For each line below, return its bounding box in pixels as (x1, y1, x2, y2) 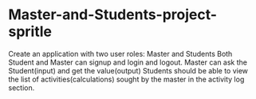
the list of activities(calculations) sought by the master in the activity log (8, 74, 245, 84)
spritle (8, 22, 53, 41)
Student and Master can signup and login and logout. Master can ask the (8, 57, 248, 67)
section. (8, 82, 35, 93)
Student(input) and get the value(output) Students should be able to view (8, 65, 249, 75)
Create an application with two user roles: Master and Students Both (8, 49, 233, 58)
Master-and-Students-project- (8, 6, 218, 24)
